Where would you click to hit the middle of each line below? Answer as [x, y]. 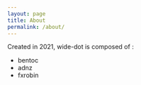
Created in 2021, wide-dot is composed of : [71, 47]
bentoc [28, 60]
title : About [27, 20]
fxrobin [28, 75]
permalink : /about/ [36, 27]
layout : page [27, 14]
